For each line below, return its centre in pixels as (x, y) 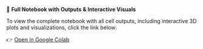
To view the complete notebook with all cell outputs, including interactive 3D (101, 21)
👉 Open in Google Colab (38, 40)
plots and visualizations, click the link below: (62, 28)
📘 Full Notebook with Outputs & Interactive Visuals (71, 9)
